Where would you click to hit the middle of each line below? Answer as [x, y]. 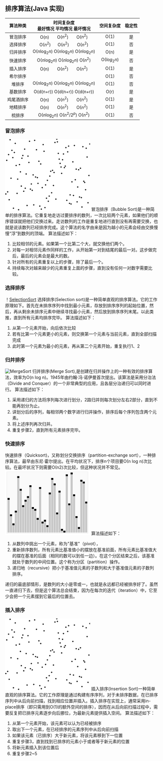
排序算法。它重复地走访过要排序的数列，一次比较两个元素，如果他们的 [83, 215]
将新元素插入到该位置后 [35, 747]
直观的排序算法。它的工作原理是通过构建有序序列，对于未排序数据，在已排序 [81, 695]
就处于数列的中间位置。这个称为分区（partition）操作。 [67, 562]
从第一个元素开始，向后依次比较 [44, 328]
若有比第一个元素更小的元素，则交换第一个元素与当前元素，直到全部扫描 [84, 334]
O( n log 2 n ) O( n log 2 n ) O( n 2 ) [64, 60]
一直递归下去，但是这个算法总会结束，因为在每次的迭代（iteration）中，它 [79, 590]
